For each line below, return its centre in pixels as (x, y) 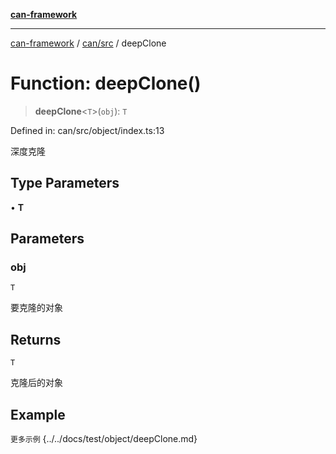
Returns (36, 339)
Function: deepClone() (106, 83)
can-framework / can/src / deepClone (88, 43)
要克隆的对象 (36, 308)
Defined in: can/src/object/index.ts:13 (87, 130)
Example (38, 414)
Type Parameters (65, 183)
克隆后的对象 (36, 383)
